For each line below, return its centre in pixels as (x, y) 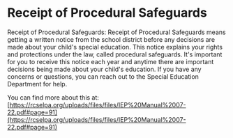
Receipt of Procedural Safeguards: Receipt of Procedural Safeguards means (116, 32)
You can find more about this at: (53, 97)
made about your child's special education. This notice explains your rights (115, 47)
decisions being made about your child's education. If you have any (104, 69)
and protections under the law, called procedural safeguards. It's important (115, 54)
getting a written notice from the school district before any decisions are (111, 39)
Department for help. (37, 84)
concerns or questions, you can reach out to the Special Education (103, 76)
